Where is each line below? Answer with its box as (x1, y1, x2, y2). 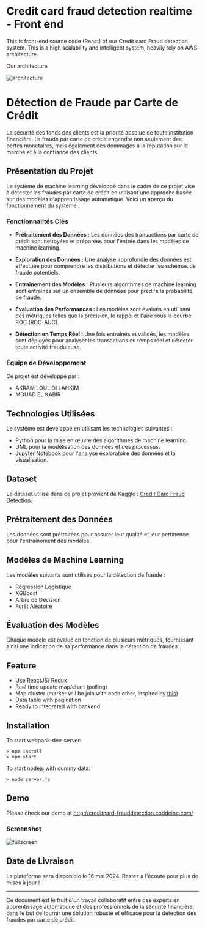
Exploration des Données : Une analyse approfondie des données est (15, 256, 192, 263)
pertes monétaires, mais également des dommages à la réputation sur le (6, 142, 188, 149)
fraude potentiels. (15, 268, 60, 276)
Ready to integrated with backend (15, 703, 101, 710)
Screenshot (6, 824, 41, 833)
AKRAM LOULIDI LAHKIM (15, 384, 79, 392)
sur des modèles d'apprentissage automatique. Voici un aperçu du (6, 195, 174, 202)
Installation (6, 720, 50, 731)
